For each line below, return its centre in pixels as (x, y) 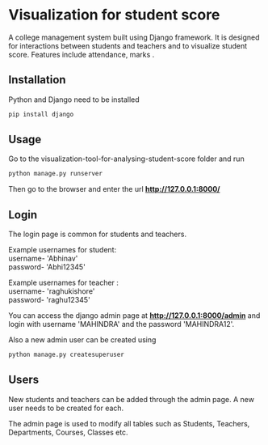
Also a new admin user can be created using (82, 340)
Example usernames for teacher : (64, 283)
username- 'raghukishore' (52, 291)
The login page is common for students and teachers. (98, 234)
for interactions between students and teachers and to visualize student (128, 45)
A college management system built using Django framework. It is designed (134, 37)
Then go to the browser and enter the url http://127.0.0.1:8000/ (114, 189)
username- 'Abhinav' (43, 259)
